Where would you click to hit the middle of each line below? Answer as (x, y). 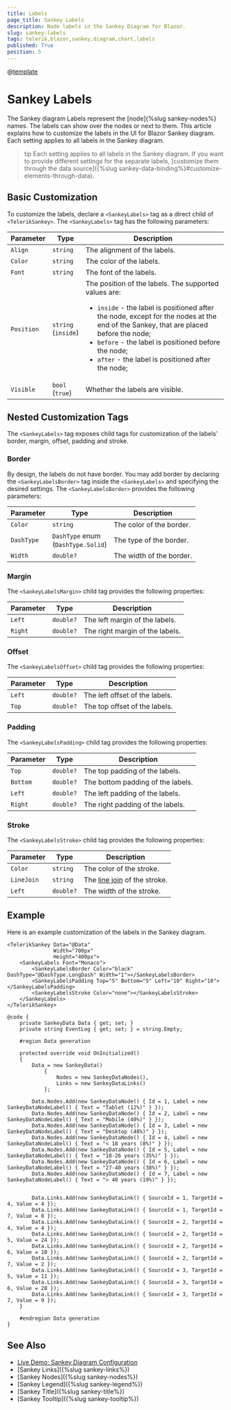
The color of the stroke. (121, 869)
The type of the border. (151, 540)
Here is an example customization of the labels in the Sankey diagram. (107, 932)
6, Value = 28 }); (33, 1288)
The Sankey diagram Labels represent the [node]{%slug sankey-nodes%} (112, 118)
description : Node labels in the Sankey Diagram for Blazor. (97, 26)
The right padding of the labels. (134, 805)
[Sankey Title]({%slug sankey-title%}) (71, 1391)
